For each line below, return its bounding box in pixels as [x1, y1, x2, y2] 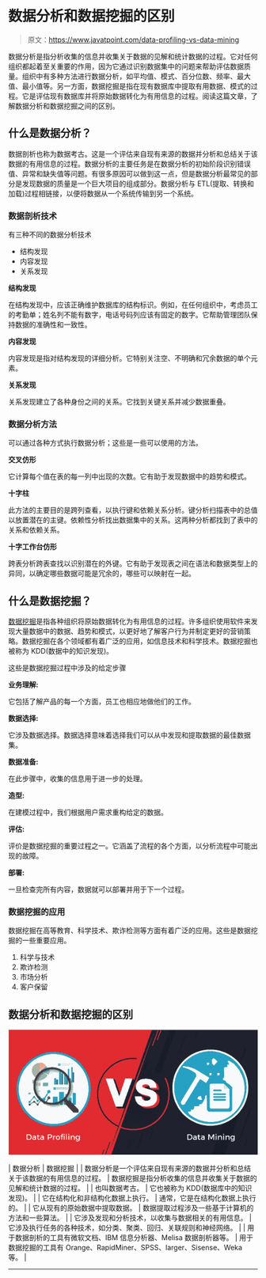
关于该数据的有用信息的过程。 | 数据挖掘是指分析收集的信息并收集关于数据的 [8, 1174, 257, 1183]
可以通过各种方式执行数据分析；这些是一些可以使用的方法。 [8, 438, 203, 448]
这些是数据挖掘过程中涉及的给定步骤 [8, 663, 127, 673]
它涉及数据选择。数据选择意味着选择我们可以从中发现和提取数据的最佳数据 [8, 730, 251, 740]
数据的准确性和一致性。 [14, 320, 92, 329]
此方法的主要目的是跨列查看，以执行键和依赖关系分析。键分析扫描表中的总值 [8, 506, 258, 515]
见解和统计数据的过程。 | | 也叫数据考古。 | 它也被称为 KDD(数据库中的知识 [8, 1184, 253, 1193]
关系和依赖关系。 [8, 525, 64, 535]
